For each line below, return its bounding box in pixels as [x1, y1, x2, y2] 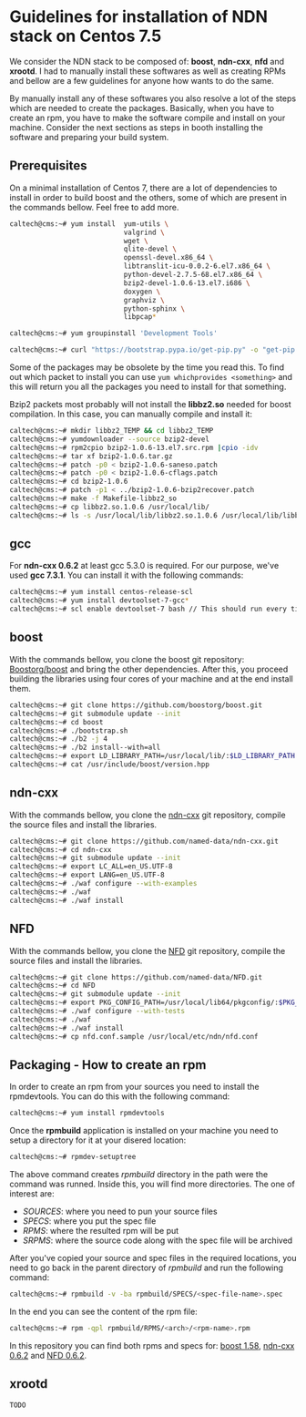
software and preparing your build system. [9, 131, 169, 142]
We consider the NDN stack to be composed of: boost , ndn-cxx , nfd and [9, 56, 285, 67]
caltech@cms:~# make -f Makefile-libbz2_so [9, 494, 178, 503]
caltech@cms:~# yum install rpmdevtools [9, 1109, 166, 1118]
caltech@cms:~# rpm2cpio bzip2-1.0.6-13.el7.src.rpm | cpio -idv [9, 443, 259, 452]
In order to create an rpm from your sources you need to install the [9, 1082, 260, 1093]
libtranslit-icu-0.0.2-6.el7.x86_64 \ [123, 262, 271, 271]
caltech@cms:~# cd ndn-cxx [9, 845, 112, 854]
